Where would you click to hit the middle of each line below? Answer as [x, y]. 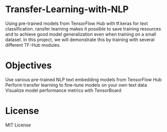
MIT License [18, 125]
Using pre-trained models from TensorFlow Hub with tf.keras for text [77, 23]
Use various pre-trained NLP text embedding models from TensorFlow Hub [83, 79]
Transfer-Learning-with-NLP [67, 9]
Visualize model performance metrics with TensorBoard [63, 90]
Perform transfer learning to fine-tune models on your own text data [76, 85]
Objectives [29, 66]
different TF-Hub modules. [33, 45]
